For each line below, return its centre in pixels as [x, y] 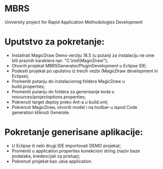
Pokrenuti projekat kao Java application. [52, 161]
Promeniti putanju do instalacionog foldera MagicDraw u [68, 81]
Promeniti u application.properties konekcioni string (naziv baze [76, 151]
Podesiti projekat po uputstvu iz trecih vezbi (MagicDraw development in [85, 71]
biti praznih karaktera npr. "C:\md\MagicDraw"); [60, 60]
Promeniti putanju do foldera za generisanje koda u [63, 91]
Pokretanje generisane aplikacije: [74, 132]
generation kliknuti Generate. [41, 112]
